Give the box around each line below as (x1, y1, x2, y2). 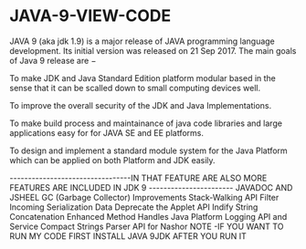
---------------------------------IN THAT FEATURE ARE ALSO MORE (9, 172, 268, 183)
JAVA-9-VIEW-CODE (9, 5, 172, 26)
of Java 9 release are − (9, 55, 97, 66)
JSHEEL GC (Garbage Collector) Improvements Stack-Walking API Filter (9, 192, 280, 202)
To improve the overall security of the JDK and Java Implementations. (9, 99, 272, 110)
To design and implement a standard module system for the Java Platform (9, 145, 288, 156)
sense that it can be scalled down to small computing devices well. (9, 82, 261, 93)
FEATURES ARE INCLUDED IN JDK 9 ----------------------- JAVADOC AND (9, 182, 293, 192)
